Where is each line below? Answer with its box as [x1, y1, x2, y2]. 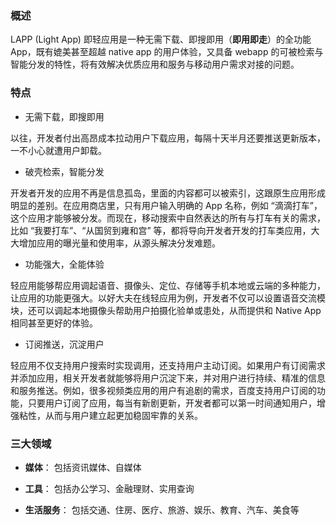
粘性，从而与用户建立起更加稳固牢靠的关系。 [18, 409, 203, 421]
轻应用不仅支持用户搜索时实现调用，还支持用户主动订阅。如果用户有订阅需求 [10, 359, 326, 371]
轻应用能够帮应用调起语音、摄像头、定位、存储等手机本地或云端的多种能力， [10, 279, 326, 291]
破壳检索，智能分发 [24, 165, 105, 177]
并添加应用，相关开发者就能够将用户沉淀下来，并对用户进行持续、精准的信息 [10, 372, 326, 384]
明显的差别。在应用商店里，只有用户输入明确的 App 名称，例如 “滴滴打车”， [10, 199, 323, 211]
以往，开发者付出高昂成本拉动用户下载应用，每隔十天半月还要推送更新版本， [10, 132, 326, 144]
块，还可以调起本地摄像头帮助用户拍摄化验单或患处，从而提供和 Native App [10, 304, 322, 316]
